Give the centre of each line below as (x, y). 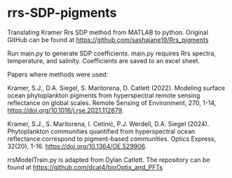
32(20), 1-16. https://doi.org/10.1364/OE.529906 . (77, 146)
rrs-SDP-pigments (62, 13)
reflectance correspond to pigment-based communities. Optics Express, (111, 139)
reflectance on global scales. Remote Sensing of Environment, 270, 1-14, (112, 102)
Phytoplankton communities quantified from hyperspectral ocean (101, 131)
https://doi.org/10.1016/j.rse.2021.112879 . (66, 110)
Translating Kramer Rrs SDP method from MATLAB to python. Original (108, 32)
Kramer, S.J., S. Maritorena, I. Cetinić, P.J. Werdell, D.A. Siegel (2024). (108, 123)
